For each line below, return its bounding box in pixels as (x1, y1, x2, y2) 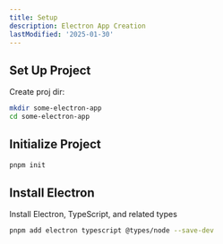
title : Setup (9, 13, 58, 22)
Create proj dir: (9, 87, 65, 97)
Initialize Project (9, 137, 101, 152)
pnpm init (9, 160, 47, 170)
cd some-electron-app (9, 113, 90, 122)
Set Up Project (9, 63, 91, 78)
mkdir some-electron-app (9, 104, 102, 113)
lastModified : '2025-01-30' (9, 29, 115, 38)
